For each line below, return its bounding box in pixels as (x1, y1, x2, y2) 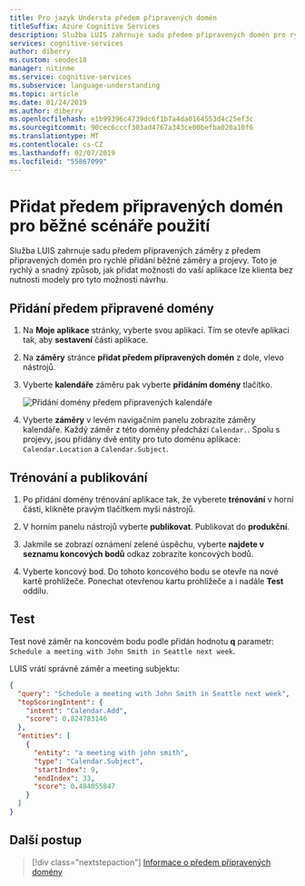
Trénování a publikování (9, 470, 148, 485)
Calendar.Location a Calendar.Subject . (22, 443, 169, 454)
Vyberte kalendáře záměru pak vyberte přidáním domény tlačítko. (22, 379, 273, 391)
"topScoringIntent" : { (17, 697, 103, 707)
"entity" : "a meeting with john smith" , (33, 748, 189, 757)
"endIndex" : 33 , (33, 773, 95, 782)
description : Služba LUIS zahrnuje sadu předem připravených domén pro (9, 30, 286, 39)
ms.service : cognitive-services (9, 73, 132, 82)
